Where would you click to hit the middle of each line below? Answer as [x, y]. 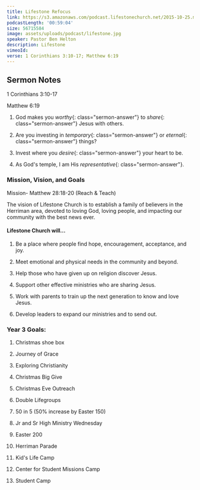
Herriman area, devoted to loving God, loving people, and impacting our [94, 211]
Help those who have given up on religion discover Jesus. [86, 273]
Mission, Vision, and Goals [46, 180]
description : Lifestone [36, 45]
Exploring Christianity [42, 366]
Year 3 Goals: [26, 329]
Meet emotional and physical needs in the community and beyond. [97, 262]
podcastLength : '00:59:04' [40, 23]
